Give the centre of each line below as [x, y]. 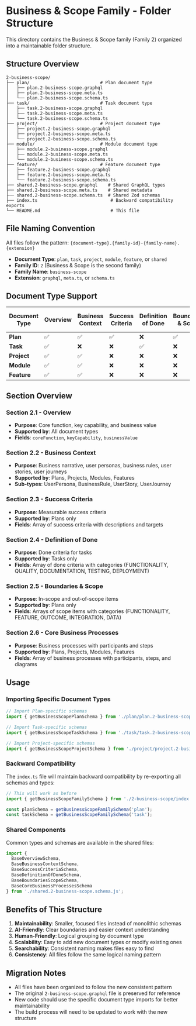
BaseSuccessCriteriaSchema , [45, 870]
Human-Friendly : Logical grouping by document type [79, 936]
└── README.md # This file [73, 211]
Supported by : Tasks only [46, 558]
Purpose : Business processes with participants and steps [84, 645]
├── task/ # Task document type [79, 103]
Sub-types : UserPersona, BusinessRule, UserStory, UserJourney [93, 484]
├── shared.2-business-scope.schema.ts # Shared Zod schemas [83, 195]
